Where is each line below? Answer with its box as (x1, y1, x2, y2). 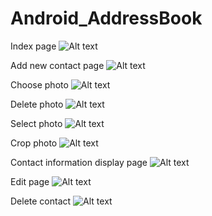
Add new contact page (10, 59, 105, 71)
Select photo (10, 117, 63, 129)
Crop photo (10, 137, 58, 149)
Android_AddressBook (10, 7, 203, 30)
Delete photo (10, 98, 64, 110)
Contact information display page (10, 156, 148, 168)
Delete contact (10, 195, 72, 207)
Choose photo (10, 78, 69, 91)
